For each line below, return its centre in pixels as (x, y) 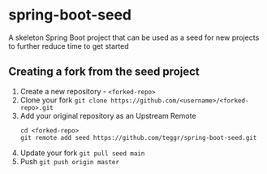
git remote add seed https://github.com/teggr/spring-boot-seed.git (138, 137)
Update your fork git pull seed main (82, 153)
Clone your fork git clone (64, 100)
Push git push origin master (70, 161)
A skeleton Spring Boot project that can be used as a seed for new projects (134, 37)
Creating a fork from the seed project (104, 72)
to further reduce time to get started (69, 46)
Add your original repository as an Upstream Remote (108, 115)
